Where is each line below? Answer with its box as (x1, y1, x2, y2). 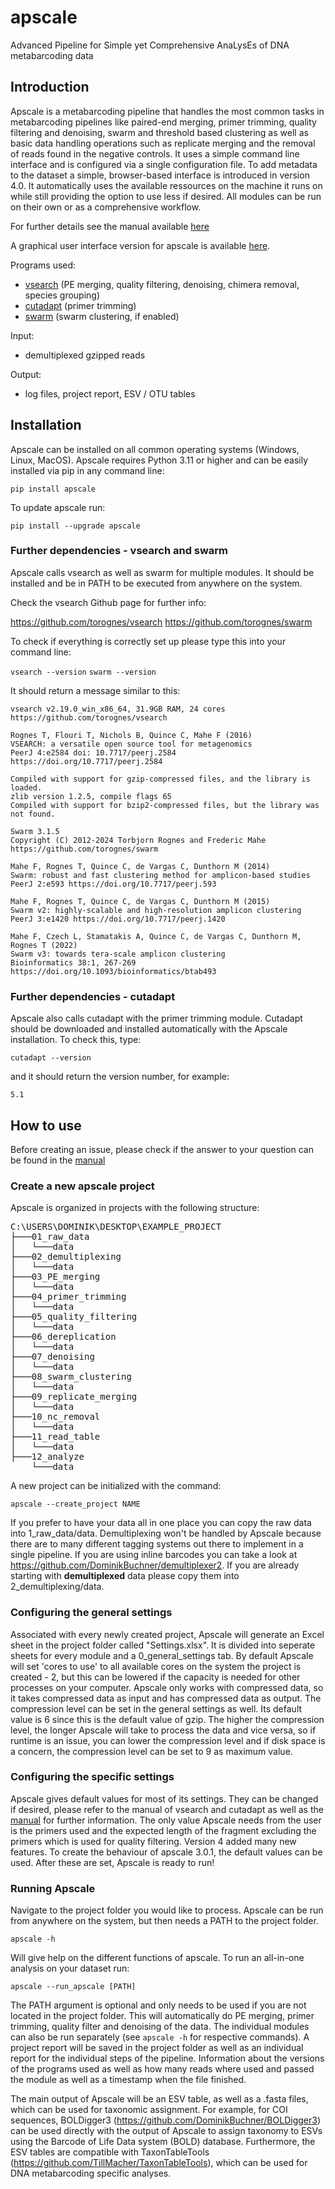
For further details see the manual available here (10, 220, 210, 232)
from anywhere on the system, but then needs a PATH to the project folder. (10, 1915, 319, 1927)
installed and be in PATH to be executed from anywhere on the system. (10, 577, 303, 589)
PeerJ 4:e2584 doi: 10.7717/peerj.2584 (10, 747, 177, 758)
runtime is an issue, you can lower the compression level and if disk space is (10, 1734, 326, 1746)
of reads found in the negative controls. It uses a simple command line (10, 147, 300, 160)
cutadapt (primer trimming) (24, 299, 137, 311)
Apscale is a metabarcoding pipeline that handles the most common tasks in (10, 105, 325, 117)
